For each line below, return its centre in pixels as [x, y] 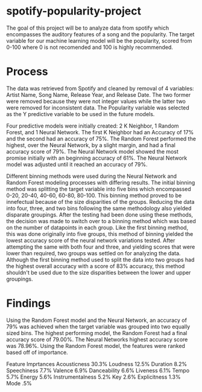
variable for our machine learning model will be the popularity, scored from [99, 41]
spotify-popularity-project [74, 11]
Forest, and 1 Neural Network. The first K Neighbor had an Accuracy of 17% [100, 132]
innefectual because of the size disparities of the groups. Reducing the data [100, 201]
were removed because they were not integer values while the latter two [96, 101]
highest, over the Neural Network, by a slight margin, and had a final [91, 145]
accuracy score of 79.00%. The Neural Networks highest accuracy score [97, 339]
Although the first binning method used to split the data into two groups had [100, 260]
